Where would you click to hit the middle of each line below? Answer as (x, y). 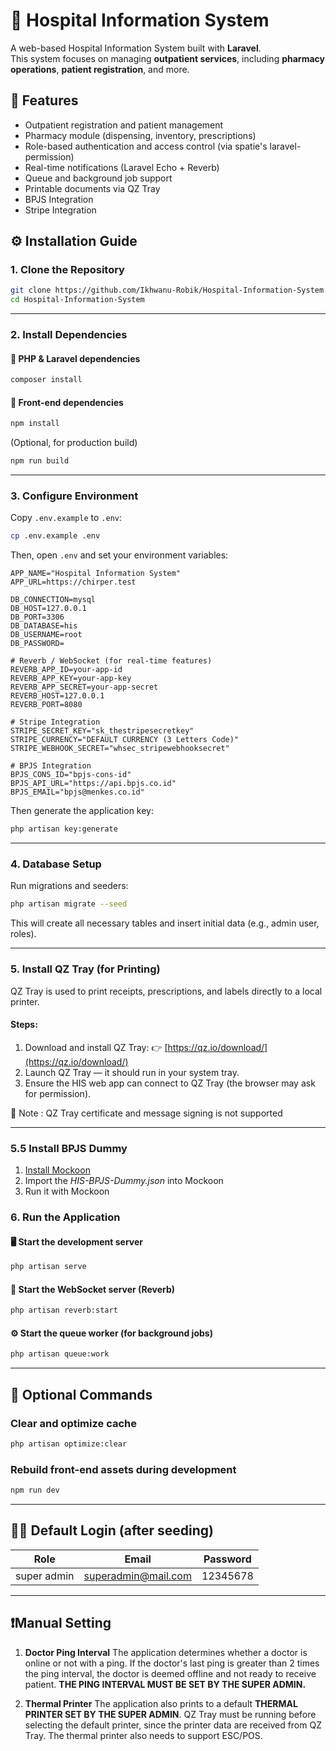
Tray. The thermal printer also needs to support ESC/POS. (143, 1735)
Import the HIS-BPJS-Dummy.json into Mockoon (124, 1181)
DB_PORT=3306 (37, 617)
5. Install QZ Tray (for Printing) (85, 969)
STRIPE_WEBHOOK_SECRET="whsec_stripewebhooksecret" (120, 749)
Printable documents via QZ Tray (92, 188)
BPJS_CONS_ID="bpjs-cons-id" (71, 775)
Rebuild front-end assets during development (123, 1469)
